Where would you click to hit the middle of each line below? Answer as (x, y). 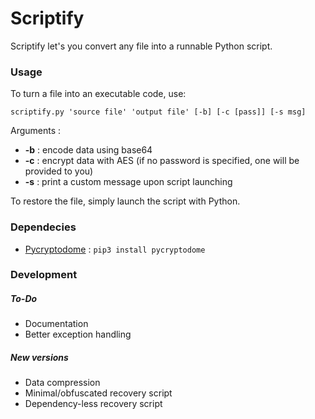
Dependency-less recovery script (93, 404)
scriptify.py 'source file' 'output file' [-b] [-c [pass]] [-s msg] (158, 112)
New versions (39, 358)
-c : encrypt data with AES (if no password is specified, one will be (162, 161)
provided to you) (59, 171)
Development (44, 275)
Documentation (56, 324)
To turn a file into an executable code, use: (98, 94)
